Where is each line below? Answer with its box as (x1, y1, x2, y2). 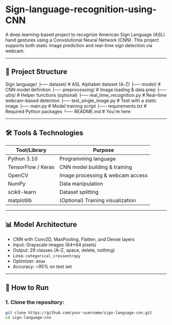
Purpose (93, 146, 114, 153)
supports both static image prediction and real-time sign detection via (5, 42, 153, 48)
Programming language (59, 155, 116, 162)
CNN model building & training (59, 163, 132, 170)
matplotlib (8, 196, 32, 204)
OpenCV (8, 172, 29, 179)
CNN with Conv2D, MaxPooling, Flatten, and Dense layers (12, 236, 135, 242)
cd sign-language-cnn (5, 315, 52, 320)
